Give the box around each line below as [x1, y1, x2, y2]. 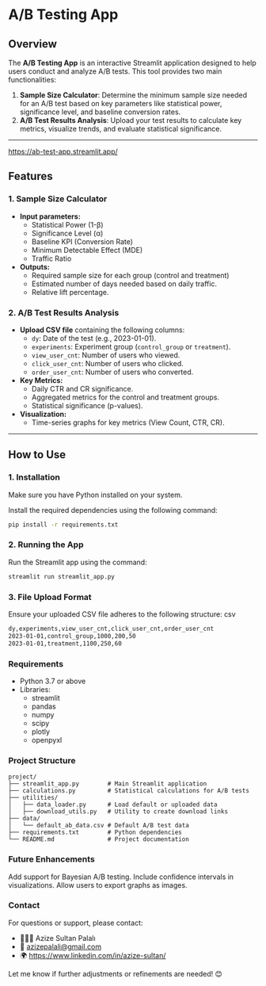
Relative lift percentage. [31, 287, 109, 296]
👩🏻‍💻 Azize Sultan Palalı [19, 933, 97, 942]
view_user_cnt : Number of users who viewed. [31, 350, 180, 360]
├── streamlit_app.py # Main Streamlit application [8, 780, 207, 788]
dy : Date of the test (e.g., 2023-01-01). [31, 333, 157, 342]
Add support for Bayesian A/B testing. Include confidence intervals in [8, 872, 234, 881]
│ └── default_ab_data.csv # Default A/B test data [8, 822, 190, 830]
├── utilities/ [8, 794, 59, 802]
